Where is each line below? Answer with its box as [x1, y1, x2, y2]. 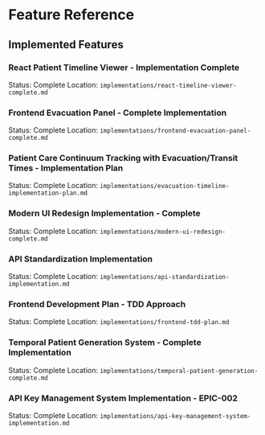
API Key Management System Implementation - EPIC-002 [8, 392, 238, 404]
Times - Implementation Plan [8, 162, 124, 174]
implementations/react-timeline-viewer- [100, 81, 237, 89]
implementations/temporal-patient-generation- [100, 367, 259, 375]
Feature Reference [8, 6, 135, 24]
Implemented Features [8, 38, 124, 51]
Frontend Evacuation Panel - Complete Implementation [8, 107, 227, 118]
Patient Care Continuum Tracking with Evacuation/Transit [8, 153, 238, 164]
